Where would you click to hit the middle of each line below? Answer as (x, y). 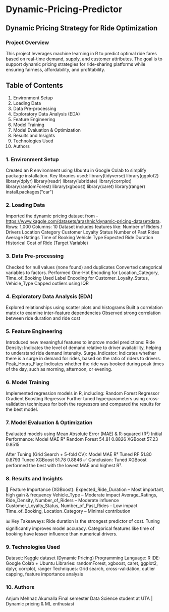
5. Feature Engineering (34, 331)
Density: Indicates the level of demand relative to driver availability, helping (84, 348)
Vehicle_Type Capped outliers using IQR (47, 283)
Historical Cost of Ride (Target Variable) (47, 243)
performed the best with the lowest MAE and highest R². (64, 465)
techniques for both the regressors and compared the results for (94, 404)
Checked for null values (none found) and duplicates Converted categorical (84, 267)
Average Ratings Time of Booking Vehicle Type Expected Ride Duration (79, 238)
